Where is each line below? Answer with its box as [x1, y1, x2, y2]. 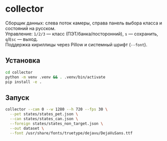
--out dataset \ [10, 126, 44, 131]
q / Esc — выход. [5, 36, 38, 42]
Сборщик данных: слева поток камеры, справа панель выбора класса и [5, 20, 162, 26]
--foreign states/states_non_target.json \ [10, 121, 103, 126]
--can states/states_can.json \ [10, 116, 79, 121]
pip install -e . [5, 79, 42, 84]
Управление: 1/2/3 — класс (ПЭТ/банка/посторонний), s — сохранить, [5, 31, 158, 37]
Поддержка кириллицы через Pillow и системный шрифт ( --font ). [5, 41, 148, 47]
